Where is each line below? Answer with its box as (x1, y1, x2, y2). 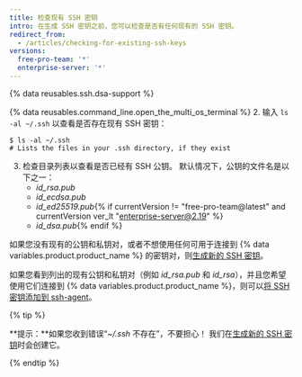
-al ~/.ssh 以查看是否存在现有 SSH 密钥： (9, 118, 167, 129)
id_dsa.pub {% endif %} (35, 220, 123, 230)
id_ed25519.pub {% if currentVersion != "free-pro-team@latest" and (35, 201, 286, 211)
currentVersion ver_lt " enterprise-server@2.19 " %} (35, 211, 224, 221)
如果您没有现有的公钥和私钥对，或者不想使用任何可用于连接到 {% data (9, 238, 270, 249)
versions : (9, 47, 47, 56)
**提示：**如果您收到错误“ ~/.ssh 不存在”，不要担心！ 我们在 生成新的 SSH (9, 328, 283, 338)
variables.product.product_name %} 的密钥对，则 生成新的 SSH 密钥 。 (9, 249, 269, 261)
